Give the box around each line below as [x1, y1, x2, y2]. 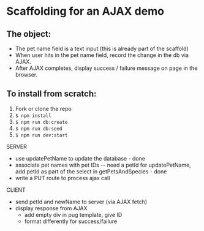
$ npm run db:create [15, 119, 68, 125]
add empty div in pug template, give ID [24, 211, 123, 218]
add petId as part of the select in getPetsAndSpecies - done [15, 167, 167, 175]
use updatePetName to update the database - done [15, 154, 146, 162]
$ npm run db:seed [15, 126, 62, 132]
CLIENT [6, 186, 26, 194]
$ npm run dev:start [15, 132, 68, 138]
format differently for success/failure [24, 218, 118, 225]
